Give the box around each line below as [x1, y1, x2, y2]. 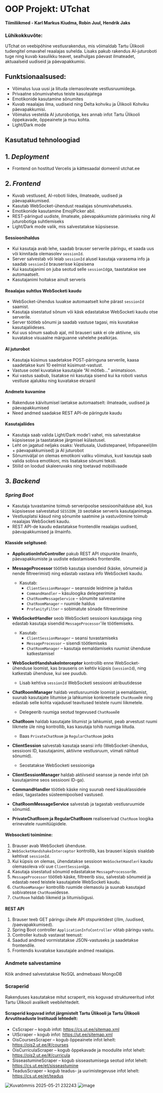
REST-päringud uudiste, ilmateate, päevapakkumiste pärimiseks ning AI [12, 213, 156, 219]
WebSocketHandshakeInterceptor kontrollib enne [12, 660, 114, 666]
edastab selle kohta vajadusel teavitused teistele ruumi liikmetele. [12, 699, 144, 705]
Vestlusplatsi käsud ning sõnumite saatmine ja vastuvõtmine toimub [12, 513, 148, 519]
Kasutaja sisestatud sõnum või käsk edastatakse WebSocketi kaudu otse [12, 309, 158, 315]
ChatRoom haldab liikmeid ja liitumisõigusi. [12, 895, 94, 901]
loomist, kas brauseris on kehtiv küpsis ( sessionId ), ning [33, 665, 146, 671]
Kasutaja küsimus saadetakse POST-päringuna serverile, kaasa [12, 357, 139, 363]
